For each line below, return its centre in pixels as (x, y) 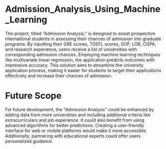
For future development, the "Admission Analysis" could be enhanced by (80, 109)
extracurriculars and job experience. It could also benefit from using (75, 120)
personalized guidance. (29, 141)
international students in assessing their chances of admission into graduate (83, 39)
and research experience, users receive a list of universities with (71, 49)
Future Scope (33, 96)
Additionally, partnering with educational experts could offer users (73, 136)
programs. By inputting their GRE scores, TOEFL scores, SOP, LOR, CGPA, (81, 44)
